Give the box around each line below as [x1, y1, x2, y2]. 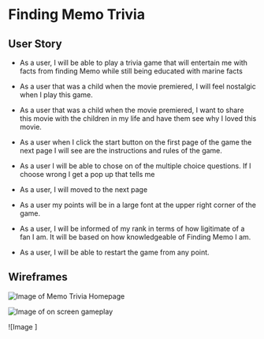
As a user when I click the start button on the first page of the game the [19, 137, 252, 147]
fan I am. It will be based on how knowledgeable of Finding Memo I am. [19, 232, 251, 242]
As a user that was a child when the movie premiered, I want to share [19, 105, 244, 115]
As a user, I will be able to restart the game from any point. [19, 247, 210, 257]
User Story [8, 37, 62, 51]
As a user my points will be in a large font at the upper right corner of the [19, 200, 256, 209]
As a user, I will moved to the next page [19, 185, 148, 194]
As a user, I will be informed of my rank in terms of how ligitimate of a [19, 224, 245, 233]
